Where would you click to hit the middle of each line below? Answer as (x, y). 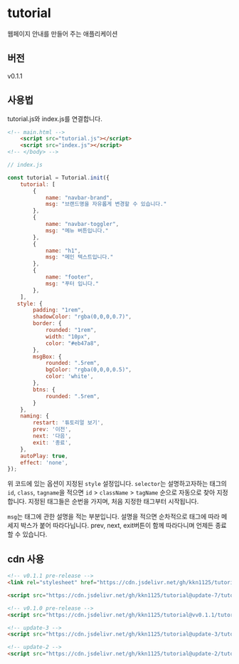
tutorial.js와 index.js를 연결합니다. (55, 118)
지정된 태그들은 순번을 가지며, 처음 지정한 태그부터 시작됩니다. (113, 502)
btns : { (44, 390)
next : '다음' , (52, 436)
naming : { (35, 416)
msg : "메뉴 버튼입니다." (77, 230)
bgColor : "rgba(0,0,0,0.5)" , (89, 370)
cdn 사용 (26, 559)
